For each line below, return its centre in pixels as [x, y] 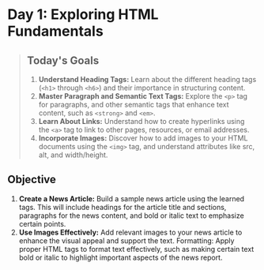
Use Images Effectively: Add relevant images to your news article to [130, 232]
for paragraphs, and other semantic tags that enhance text [134, 105]
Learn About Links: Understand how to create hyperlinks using [141, 121]
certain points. [42, 223]
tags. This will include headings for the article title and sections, [123, 207]
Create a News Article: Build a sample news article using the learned [132, 198]
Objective [32, 180]
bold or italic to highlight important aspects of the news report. [121, 257]
